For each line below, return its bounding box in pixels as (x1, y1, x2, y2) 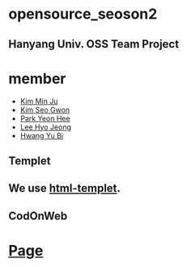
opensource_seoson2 (8, 5, 158, 23)
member (8, 70, 66, 87)
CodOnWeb (8, 209, 68, 222)
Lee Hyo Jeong (19, 122, 71, 132)
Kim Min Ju (19, 96, 58, 106)
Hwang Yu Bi (19, 130, 64, 140)
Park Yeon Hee (19, 113, 70, 123)
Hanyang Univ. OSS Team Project (8, 37, 180, 51)
